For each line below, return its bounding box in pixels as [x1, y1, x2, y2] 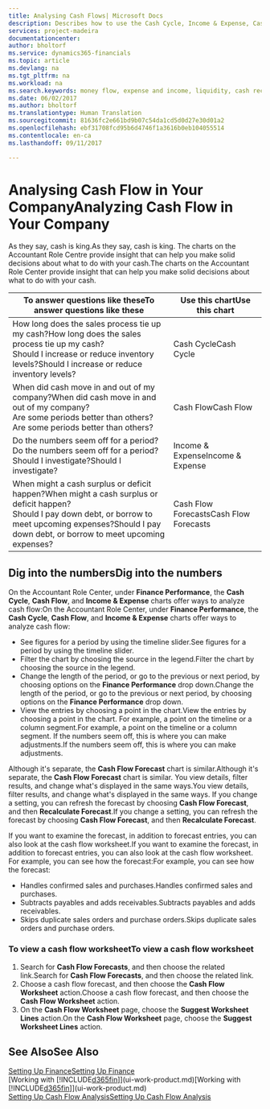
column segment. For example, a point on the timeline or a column [19, 723, 237, 732]
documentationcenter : [8, 34, 81, 43]
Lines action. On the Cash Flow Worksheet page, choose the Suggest [19, 1013, 252, 1023]
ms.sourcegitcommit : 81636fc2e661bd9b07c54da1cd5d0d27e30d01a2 [8, 117, 225, 125]
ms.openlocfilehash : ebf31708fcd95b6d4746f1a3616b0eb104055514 [8, 124, 225, 132]
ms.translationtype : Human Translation [8, 109, 142, 117]
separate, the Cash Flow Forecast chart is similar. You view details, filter [8, 773, 248, 782]
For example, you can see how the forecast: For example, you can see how [8, 856, 255, 866]
